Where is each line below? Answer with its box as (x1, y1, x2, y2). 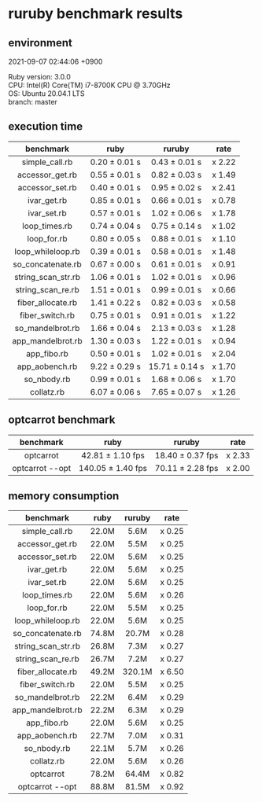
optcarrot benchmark (8, 414, 116, 427)
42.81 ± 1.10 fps (81, 450, 146, 461)
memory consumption (8, 489, 120, 503)
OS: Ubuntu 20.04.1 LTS (8, 89, 85, 98)
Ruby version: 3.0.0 (8, 72, 71, 81)
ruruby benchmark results (8, 5, 183, 23)
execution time (8, 120, 83, 134)
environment (8, 36, 72, 50)
